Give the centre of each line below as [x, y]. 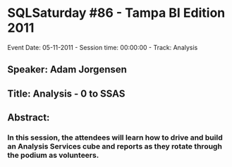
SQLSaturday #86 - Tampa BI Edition [116, 13]
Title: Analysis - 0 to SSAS [66, 93]
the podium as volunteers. [53, 155]
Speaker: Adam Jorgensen [67, 69]
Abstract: [29, 118]
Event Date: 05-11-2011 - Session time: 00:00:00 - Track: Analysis [103, 47]
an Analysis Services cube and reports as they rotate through [115, 147]
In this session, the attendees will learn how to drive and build [115, 137]
